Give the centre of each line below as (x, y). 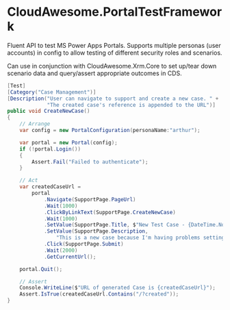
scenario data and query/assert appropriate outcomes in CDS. (95, 73)
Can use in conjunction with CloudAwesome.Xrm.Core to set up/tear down (112, 66)
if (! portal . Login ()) (50, 149)
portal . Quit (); (41, 269)
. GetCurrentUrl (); (70, 257)
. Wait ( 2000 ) (61, 250)
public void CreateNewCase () (49, 111)
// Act (29, 181)
